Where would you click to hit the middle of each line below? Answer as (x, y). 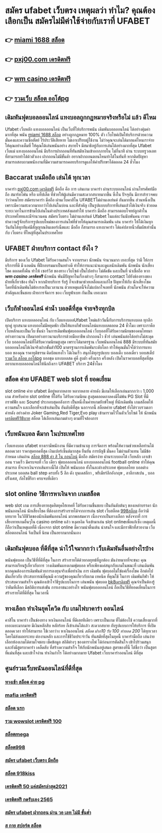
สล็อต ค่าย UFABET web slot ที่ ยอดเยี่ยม (58, 379)
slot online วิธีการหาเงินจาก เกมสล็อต (52, 494)
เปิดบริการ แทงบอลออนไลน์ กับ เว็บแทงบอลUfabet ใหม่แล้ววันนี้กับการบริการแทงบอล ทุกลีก (79, 320)
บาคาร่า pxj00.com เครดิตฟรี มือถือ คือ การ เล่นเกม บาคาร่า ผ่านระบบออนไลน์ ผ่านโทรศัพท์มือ (81, 189)
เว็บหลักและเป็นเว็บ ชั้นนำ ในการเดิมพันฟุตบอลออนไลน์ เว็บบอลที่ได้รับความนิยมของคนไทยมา (79, 331)
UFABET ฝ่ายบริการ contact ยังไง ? (52, 248)
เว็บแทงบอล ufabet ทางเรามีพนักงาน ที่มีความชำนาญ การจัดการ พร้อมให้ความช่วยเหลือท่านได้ (80, 445)
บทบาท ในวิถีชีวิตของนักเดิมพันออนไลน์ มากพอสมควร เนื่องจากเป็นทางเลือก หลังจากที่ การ (76, 516)
